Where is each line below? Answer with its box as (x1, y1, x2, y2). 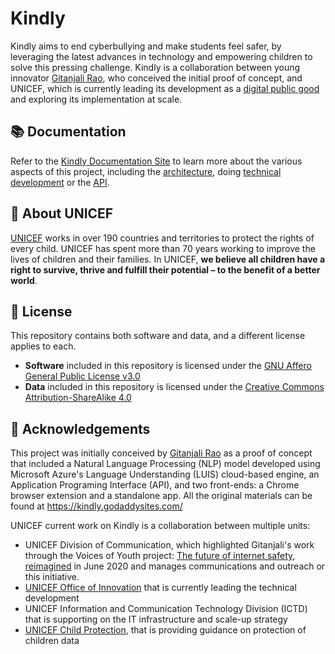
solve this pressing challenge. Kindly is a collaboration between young (10, 61, 301, 73)
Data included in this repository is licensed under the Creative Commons (24, 381, 325, 393)
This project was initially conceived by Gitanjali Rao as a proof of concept (10, 447, 313, 459)
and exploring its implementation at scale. (10, 93, 183, 105)
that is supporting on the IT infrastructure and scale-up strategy (24, 613, 288, 626)
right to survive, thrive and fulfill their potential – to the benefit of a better (10, 263, 321, 276)
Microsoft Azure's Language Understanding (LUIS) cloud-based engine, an (10, 468, 320, 481)
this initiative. (24, 571, 80, 583)
